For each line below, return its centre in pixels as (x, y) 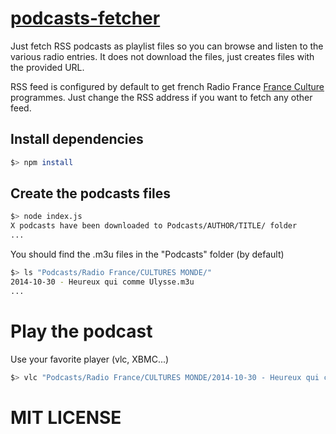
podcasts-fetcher (85, 18)
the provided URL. (47, 67)
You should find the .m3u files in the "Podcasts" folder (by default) (147, 254)
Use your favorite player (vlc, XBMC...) (90, 359)
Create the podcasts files (91, 193)
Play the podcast (81, 331)
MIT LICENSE (66, 417)
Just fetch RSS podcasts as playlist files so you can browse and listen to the (167, 46)
